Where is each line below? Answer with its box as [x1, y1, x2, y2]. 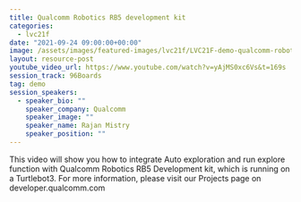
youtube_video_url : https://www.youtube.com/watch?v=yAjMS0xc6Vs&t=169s [9, 63, 287, 72]
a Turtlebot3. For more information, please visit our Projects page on [9, 173, 262, 183]
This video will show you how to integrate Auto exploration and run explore [9, 154, 286, 164]
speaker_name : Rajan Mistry [25, 122, 130, 130]
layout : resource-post [9, 55, 94, 63]
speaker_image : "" [25, 113, 94, 122]
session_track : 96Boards [9, 72, 102, 80]
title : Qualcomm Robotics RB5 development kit [9, 13, 186, 22]
